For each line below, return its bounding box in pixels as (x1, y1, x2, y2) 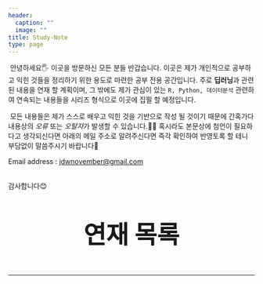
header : (8, 11, 34, 20)
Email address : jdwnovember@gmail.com (8, 157, 143, 166)
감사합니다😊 (8, 181, 47, 191)
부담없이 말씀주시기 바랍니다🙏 (8, 141, 99, 151)
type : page (8, 41, 44, 49)
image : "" (15, 26, 47, 34)
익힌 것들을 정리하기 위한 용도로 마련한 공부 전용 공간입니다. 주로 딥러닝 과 (16, 75, 240, 85)
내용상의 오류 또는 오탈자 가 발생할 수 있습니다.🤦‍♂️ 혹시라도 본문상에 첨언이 (8, 122, 232, 131)
